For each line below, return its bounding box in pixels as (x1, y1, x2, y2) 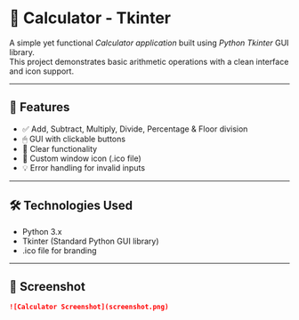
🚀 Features (9, 100, 70, 115)
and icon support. (9, 66, 74, 76)
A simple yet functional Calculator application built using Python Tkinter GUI (9, 37, 289, 48)
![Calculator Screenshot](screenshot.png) (9, 302, 169, 312)
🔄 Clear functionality (21, 143, 98, 154)
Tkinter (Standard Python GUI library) (21, 236, 159, 246)
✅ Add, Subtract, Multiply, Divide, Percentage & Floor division (21, 124, 248, 134)
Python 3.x (21, 226, 62, 236)
